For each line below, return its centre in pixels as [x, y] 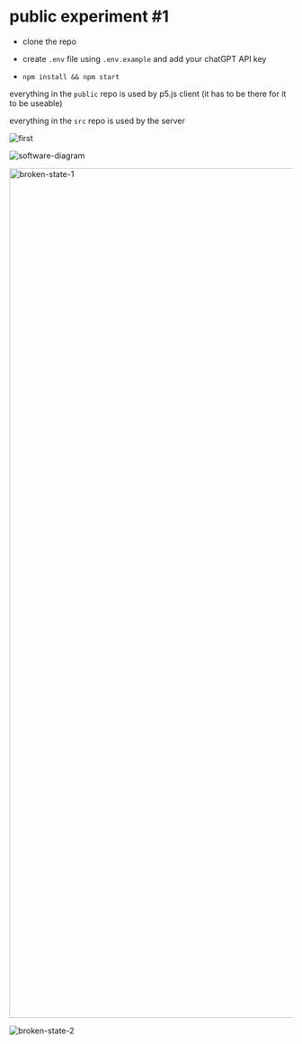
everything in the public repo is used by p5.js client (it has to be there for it [148, 94]
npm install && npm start [71, 77]
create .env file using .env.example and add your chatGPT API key [144, 58]
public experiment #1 [89, 17]
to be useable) [36, 103]
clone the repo [49, 41]
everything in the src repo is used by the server [98, 120]
